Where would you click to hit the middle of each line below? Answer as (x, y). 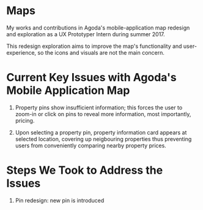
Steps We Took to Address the (85, 170)
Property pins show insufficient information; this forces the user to (99, 107)
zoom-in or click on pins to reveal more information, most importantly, (103, 114)
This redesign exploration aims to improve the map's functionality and (94, 46)
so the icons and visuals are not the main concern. (101, 52)
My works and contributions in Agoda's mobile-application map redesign (98, 28)
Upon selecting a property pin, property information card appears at (101, 132)
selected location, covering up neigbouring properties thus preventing (103, 139)
